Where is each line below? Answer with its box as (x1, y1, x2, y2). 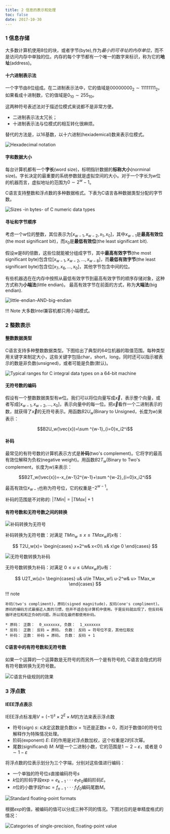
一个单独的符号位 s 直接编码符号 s (12, 770, 80, 777)
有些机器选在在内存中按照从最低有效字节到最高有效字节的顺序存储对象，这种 (5, 275, 165, 281)
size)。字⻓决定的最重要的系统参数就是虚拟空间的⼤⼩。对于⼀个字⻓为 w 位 (5, 172, 161, 178)
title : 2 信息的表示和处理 (5, 7, 56, 13)
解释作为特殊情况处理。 (12, 730, 62, 737)
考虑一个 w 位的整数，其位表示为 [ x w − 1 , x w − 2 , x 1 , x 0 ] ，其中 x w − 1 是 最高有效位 (5, 231, 163, 238)
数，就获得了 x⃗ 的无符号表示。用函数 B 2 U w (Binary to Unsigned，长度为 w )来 (5, 408, 163, 416)
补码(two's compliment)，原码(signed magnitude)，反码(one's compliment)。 (5, 601, 162, 606)
